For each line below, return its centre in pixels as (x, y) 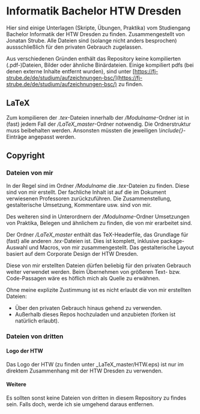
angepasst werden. (52, 137)
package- (173, 241)
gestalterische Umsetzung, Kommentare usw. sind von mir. (79, 205)
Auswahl (17, 247)
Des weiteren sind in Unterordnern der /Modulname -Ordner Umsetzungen (98, 217)
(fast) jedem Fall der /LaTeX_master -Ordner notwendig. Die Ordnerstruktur (98, 124)
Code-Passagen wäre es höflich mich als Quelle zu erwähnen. (83, 279)
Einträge (17, 137)
